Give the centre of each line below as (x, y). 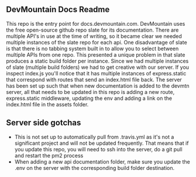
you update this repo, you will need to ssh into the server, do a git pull (98, 149)
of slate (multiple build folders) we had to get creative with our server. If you (97, 67)
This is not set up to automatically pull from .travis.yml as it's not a (94, 137)
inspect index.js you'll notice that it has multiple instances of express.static (96, 73)
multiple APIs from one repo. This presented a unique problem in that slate (96, 54)
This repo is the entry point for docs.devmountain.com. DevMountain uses (96, 23)
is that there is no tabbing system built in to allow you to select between (92, 48)
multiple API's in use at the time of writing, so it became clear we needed (94, 36)
